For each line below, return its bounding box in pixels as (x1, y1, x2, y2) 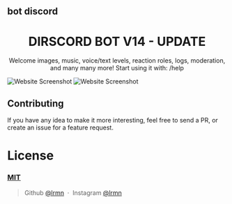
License (7, 148, 54, 164)
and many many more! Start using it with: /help (49, 64, 185, 72)
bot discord (7, 6, 58, 17)
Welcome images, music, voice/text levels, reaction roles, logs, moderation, (8, 56, 226, 65)
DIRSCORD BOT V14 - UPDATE (28, 33, 206, 49)
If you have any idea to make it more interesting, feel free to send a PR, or (7, 116, 218, 125)
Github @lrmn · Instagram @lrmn (24, 188, 122, 197)
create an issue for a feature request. (7, 123, 114, 132)
